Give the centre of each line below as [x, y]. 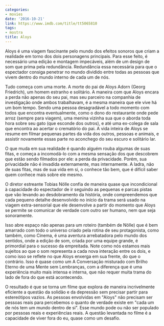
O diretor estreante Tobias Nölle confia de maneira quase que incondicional [81, 184]
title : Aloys [18, 37]
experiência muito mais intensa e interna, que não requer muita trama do [78, 272]
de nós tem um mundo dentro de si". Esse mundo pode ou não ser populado [82, 307]
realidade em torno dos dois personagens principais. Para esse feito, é [76, 56]
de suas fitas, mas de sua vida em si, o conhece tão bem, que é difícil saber [82, 169]
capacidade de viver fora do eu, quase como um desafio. [63, 318]
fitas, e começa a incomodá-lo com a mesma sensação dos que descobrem [82, 153]
